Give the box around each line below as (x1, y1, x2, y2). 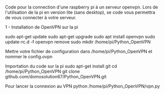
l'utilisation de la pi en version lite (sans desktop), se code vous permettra (5, 9, 156, 15)
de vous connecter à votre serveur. (5, 15, 77, 20)
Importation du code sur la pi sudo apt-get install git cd (5, 63, 117, 69)
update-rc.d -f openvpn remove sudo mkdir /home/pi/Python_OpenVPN (5, 39, 151, 45)
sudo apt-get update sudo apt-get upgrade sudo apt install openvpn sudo (5, 34, 156, 39)
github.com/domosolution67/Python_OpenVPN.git (5, 74, 107, 79)
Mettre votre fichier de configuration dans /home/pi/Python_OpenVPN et (5, 49, 153, 54)
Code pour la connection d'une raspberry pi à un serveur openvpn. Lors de (5, 4, 158, 10)
